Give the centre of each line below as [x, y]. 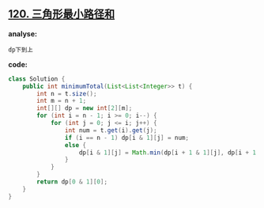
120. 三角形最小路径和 [62, 14]
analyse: [23, 33]
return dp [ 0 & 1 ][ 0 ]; [72, 182]
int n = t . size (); [67, 93]
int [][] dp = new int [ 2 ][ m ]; [85, 108]
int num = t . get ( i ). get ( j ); [111, 130]
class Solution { [37, 79]
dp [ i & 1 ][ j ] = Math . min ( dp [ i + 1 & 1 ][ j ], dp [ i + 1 [168, 153]
